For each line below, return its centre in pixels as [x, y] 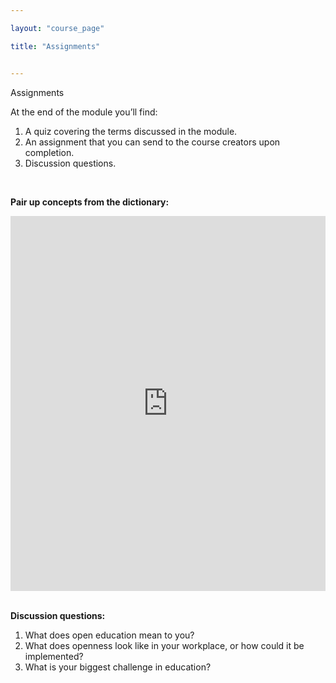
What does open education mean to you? [109, 635]
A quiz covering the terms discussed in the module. [131, 131]
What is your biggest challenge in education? [118, 667]
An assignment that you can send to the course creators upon [152, 142]
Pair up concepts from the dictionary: [90, 202]
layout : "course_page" [57, 28]
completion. [49, 152]
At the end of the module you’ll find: [84, 112]
